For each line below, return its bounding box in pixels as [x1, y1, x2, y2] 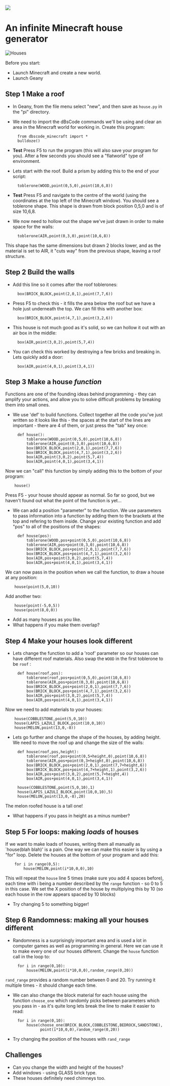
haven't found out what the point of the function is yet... [5, 498, 122, 504]
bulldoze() [17, 138, 41, 144]
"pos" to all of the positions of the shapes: [12, 524, 101, 530]
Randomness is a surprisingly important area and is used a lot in [12, 937, 147, 944]
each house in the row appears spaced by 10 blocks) [5, 891, 116, 897]
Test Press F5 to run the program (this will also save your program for [12, 147, 158, 153]
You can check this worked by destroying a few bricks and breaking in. [12, 349, 161, 355]
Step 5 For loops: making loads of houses [5, 827, 139, 836]
